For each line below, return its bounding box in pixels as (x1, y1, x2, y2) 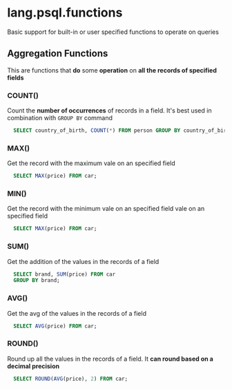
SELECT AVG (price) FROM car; (13, 323, 97, 330)
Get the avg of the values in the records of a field (7, 309, 147, 317)
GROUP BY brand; (13, 277, 60, 284)
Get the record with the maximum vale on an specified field (7, 159, 176, 167)
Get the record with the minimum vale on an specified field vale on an (7, 205, 205, 213)
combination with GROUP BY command (7, 114, 113, 122)
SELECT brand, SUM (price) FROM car (13, 271, 116, 278)
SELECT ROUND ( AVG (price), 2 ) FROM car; (13, 375, 128, 382)
